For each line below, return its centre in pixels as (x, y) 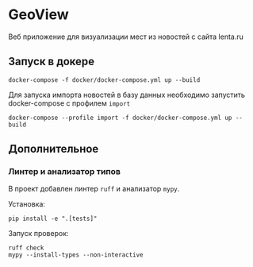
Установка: (27, 204)
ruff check (26, 248)
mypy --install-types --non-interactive (76, 255)
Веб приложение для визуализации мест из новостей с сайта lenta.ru (126, 37)
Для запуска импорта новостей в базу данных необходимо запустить (127, 95)
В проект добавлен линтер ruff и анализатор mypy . (94, 189)
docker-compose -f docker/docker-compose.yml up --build (104, 80)
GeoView (38, 15)
